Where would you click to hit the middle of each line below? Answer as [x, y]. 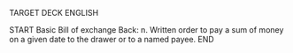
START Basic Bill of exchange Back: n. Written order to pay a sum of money [146, 30]
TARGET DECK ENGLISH [54, 13]
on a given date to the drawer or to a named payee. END [112, 39]
